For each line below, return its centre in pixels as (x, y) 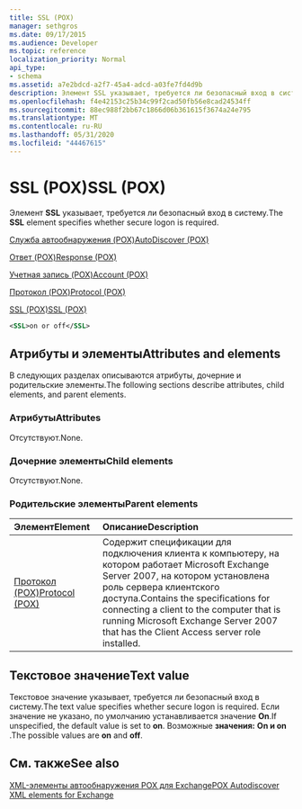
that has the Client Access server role (181, 633)
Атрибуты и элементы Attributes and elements (145, 353)
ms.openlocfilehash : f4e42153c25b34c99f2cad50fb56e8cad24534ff (130, 101)
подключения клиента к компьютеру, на (191, 553)
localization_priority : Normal (68, 59)
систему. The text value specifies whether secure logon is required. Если (145, 706)
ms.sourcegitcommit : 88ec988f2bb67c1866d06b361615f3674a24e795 (130, 110)
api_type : (28, 68)
